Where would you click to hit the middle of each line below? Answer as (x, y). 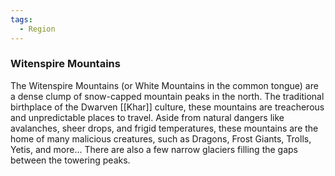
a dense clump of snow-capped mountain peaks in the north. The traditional (167, 96)
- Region (37, 29)
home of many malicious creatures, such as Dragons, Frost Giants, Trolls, (161, 138)
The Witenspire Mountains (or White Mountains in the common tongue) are (164, 85)
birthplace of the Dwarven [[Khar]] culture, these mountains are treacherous (167, 107)
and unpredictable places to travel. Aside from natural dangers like (147, 117)
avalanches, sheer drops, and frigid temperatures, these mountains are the (164, 128)
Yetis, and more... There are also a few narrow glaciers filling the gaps (154, 149)
